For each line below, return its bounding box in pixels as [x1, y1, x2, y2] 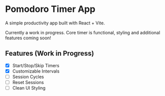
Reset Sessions [12, 79, 44, 85]
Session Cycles [12, 74, 44, 80]
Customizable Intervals [12, 68, 60, 74]
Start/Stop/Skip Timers [12, 62, 60, 68]
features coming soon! [5, 35, 51, 41]
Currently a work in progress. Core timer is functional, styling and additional [5, 29, 161, 35]
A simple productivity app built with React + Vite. [5, 20, 105, 26]
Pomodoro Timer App [5, 3, 95, 15]
